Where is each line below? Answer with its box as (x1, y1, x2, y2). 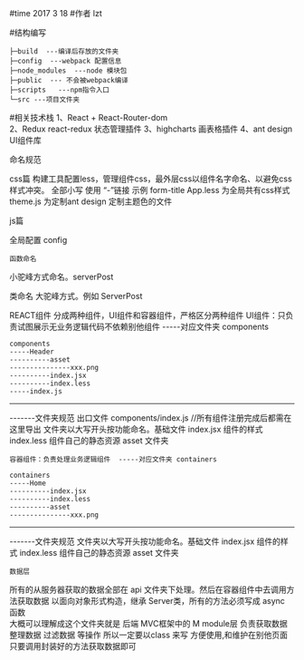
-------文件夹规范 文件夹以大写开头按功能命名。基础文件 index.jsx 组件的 (9, 536, 281, 547)
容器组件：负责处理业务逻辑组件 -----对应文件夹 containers (9, 455, 217, 464)
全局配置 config (9, 235, 68, 245)
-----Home (9, 479, 47, 488)
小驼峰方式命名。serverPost (9, 271, 114, 282)
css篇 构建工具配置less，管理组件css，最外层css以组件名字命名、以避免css (9, 173, 292, 184)
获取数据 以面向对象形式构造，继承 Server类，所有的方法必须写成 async (16, 596, 285, 606)
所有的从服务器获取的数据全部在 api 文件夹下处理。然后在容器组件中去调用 (9, 584, 287, 595)
